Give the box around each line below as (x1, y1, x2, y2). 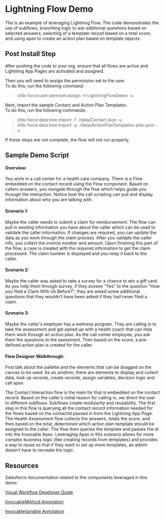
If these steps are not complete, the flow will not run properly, (5, 137, 130, 142)
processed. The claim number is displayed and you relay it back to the (5, 250, 147, 256)
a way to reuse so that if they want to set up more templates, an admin (5, 442, 148, 448)
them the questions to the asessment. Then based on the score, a (5, 337, 138, 343)
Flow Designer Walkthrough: (5, 353, 65, 359)
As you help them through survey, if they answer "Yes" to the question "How (5, 283, 160, 289)
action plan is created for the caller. (22, 342, 93, 348)
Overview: (5, 165, 27, 171)
